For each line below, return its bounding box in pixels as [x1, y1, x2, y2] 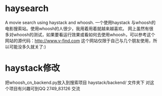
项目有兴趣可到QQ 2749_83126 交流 [9, 85, 80, 91]
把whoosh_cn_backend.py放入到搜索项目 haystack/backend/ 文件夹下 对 [5, 80, 150, 85]
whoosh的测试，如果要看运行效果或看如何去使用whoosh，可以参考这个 [13, 32, 156, 37]
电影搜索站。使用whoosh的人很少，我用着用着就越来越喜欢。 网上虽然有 [5, 25, 149, 32]
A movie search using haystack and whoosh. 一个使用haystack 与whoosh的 [5, 19, 156, 25]
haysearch [5, 3, 49, 14]
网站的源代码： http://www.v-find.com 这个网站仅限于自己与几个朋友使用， [5, 37, 153, 44]
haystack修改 [5, 63, 60, 74]
